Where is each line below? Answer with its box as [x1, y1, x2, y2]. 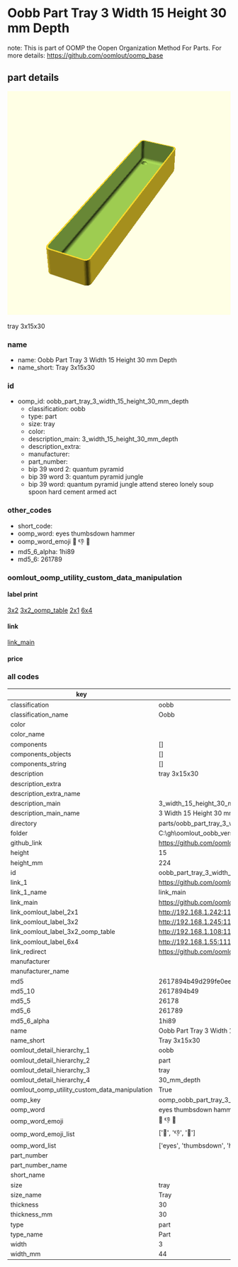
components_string [10, 760, 67, 768]
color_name [10, 730, 45, 739]
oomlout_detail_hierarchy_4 [10, 1076, 91, 1084]
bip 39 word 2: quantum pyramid [28, 465, 124, 474]
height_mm [10, 858, 43, 867]
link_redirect [10, 947, 47, 956]
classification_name [10, 710, 69, 719]
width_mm [10, 1250, 41, 1258]
